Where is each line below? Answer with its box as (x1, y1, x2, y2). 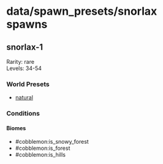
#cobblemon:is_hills (15, 151, 66, 158)
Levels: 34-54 (6, 64, 42, 72)
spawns (6, 17, 48, 31)
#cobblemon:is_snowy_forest (15, 138, 89, 146)
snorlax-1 (6, 42, 44, 52)
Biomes (6, 124, 26, 131)
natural (15, 94, 34, 101)
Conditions (6, 109, 40, 118)
